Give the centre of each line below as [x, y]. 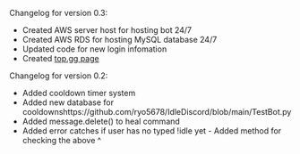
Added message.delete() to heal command [101, 121]
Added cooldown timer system [79, 93]
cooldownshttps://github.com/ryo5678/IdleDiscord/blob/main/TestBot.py [157, 112]
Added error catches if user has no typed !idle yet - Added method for [152, 131]
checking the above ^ [61, 140]
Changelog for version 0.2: [59, 76]
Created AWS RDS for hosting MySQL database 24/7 [120, 40]
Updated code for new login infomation [94, 49]
